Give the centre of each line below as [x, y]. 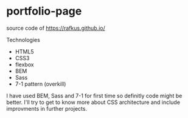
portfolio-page [44, 11]
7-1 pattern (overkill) [40, 84]
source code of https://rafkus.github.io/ [56, 28]
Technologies [23, 40]
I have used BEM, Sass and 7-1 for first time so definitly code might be [94, 95]
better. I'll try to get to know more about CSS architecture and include [93, 102]
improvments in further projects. [47, 108]
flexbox [25, 64]
